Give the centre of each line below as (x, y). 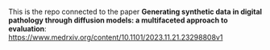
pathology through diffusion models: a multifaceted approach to (118, 20)
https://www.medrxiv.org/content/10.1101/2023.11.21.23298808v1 (116, 37)
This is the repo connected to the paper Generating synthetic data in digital (135, 12)
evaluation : (27, 29)
